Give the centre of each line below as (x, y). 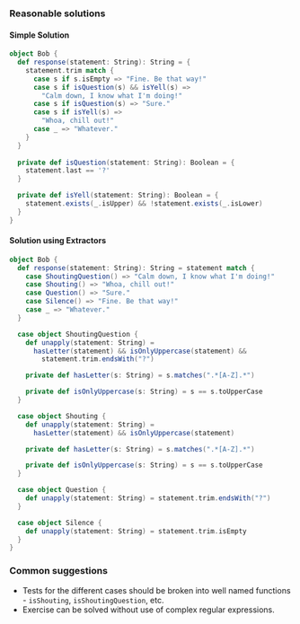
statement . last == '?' (68, 171)
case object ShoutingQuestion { (78, 334)
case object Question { (62, 490)
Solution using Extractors (57, 241)
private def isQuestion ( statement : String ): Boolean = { (126, 163)
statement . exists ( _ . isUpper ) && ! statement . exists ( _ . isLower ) (144, 204)
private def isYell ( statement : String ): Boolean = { (118, 196)
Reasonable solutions (57, 13)
